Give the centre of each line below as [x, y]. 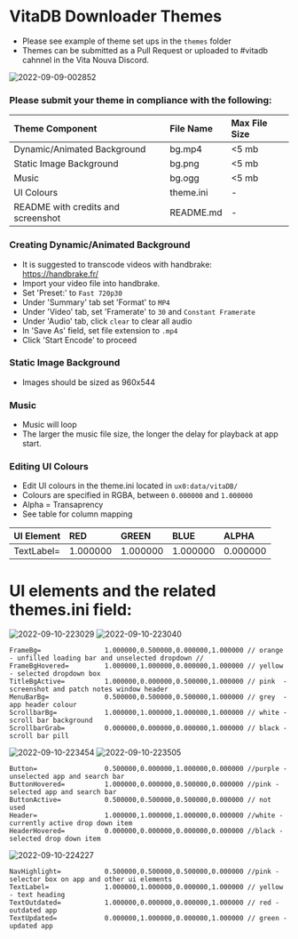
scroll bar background [51, 721]
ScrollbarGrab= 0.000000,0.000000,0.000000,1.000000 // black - [149, 728]
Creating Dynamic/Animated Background [100, 245]
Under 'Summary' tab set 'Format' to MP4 [96, 302]
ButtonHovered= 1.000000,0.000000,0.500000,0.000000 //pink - [144, 784]
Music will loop [49, 425]
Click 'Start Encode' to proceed [79, 340]
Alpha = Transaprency [63, 505]
